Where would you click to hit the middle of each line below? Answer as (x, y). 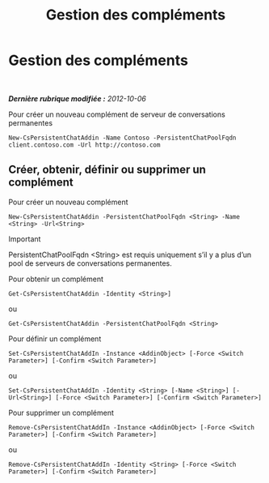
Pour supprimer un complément (61, 412)
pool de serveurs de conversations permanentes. (90, 263)
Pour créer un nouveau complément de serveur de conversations (117, 114)
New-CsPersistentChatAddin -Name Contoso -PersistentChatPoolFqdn (122, 138)
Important (25, 239)
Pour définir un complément (55, 339)
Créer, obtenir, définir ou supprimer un (107, 170)
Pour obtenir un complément (56, 279)
